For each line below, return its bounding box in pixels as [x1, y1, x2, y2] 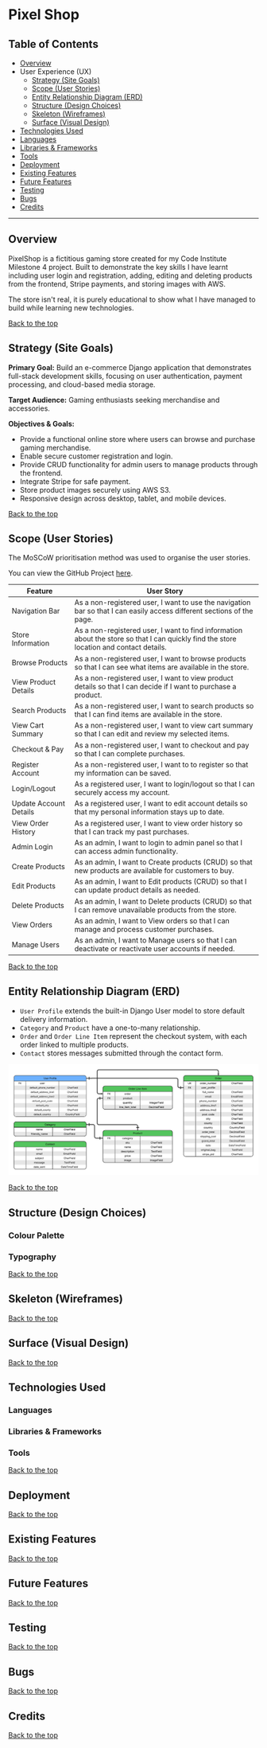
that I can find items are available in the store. [74, 710, 222, 720]
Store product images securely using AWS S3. [19, 485, 171, 494]
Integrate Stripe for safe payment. [19, 476, 131, 486]
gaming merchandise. [19, 443, 91, 452]
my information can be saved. [74, 768, 172, 778]
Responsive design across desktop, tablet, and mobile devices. [19, 494, 226, 503]
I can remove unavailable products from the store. [74, 905, 237, 915]
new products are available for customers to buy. [74, 866, 234, 876]
